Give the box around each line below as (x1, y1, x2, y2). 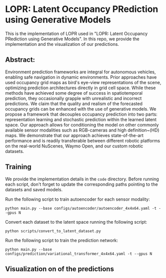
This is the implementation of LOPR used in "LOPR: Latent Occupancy (5, 30, 148, 36)
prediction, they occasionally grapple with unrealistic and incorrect (5, 95, 142, 101)
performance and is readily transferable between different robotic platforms (5, 138, 161, 143)
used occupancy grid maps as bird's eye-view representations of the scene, (5, 79, 162, 85)
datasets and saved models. (5, 186, 63, 192)
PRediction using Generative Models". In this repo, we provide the (5, 36, 140, 42)
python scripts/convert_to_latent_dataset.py (5, 228, 101, 234)
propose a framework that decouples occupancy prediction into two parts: (5, 111, 158, 117)
